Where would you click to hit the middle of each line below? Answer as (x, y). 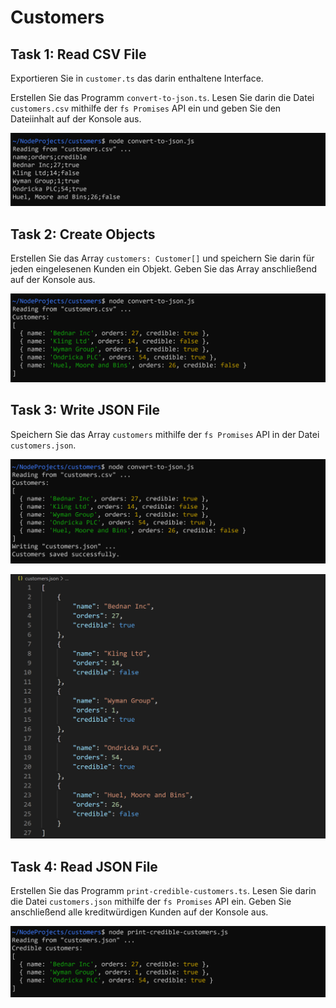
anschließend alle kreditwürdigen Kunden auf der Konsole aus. (139, 912)
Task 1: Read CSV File (78, 54)
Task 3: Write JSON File (85, 410)
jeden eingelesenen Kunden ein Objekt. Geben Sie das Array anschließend (164, 268)
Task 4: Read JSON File (84, 866)
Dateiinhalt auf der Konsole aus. (76, 119)
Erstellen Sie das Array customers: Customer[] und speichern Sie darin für (162, 258)
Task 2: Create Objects (83, 234)
